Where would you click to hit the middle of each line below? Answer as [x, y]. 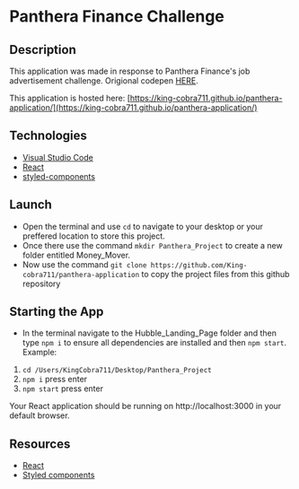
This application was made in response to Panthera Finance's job [130, 71]
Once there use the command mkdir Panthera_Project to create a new [152, 245]
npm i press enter [55, 380]
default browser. [40, 415]
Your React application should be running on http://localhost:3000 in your [145, 406]
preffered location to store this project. [94, 236]
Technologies [48, 136]
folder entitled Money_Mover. [76, 255]
